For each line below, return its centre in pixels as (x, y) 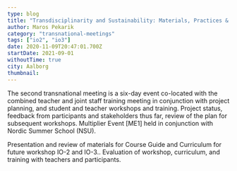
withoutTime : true (34, 60)
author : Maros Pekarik (41, 27)
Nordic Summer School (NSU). (52, 131)
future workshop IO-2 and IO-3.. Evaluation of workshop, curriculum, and (114, 152)
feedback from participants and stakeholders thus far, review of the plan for (117, 116)
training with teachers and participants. (64, 159)
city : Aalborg (28, 66)
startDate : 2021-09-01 (41, 54)
